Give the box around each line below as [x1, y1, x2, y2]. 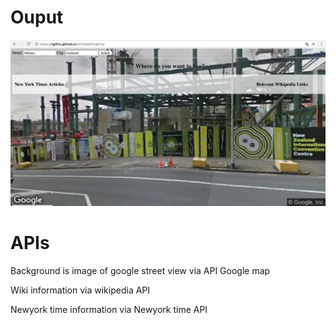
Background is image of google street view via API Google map [10, 265, 271, 277]
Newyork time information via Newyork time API [10, 304, 208, 316]
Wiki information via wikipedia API [10, 284, 151, 296]
